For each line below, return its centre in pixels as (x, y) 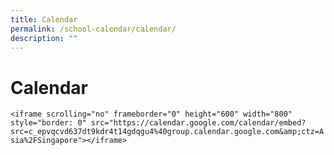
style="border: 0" (48, 123)
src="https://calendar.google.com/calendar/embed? (198, 123)
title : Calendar (44, 19)
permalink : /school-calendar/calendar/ (93, 29)
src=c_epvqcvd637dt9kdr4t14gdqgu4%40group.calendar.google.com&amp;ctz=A (167, 132)
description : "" (44, 38)
